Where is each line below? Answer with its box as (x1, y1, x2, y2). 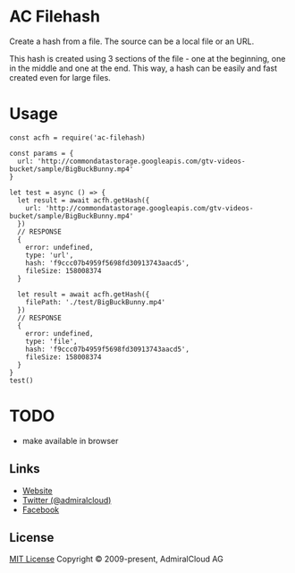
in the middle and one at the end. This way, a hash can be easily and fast (9, 63, 278, 73)
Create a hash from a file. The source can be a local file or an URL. (9, 36, 255, 47)
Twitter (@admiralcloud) (21, 494, 112, 505)
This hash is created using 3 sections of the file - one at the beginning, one (9, 53, 286, 64)
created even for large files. (9, 72, 112, 82)
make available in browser (21, 435, 119, 446)
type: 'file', (25, 337, 78, 346)
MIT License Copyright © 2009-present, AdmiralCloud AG (9, 553, 223, 565)
